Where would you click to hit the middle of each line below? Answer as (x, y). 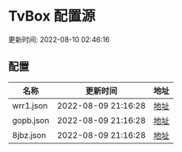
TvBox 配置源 (52, 16)
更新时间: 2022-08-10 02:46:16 (59, 39)
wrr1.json (30, 106)
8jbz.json (29, 135)
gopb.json (31, 120)
